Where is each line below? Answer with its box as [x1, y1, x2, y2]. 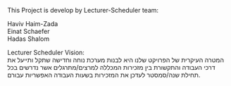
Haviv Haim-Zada [7, 20, 58, 27]
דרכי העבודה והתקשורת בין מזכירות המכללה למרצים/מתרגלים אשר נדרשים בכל [7, 63, 216, 71]
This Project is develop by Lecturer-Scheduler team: [7, 6, 159, 14]
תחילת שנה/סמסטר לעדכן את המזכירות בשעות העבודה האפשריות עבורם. [7, 70, 201, 79]
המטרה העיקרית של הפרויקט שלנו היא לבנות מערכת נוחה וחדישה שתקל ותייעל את [7, 56, 224, 64]
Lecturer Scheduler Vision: [7, 49, 85, 56]
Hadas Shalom [7, 35, 50, 43]
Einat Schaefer [7, 27, 50, 35]
